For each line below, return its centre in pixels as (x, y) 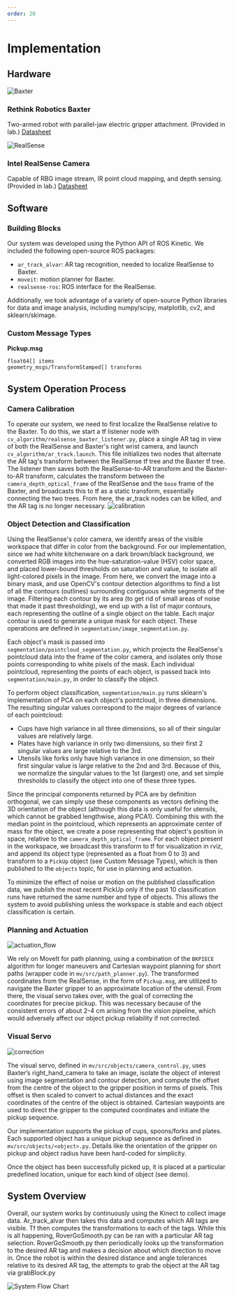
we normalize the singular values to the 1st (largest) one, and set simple (120, 773)
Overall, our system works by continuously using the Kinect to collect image (117, 1213)
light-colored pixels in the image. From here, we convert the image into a (112, 576)
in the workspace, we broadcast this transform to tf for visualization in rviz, (115, 846)
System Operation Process (67, 389)
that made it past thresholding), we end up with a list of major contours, (110, 606)
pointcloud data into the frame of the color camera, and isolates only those (115, 657)
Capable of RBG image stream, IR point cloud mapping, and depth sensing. (115, 178)
